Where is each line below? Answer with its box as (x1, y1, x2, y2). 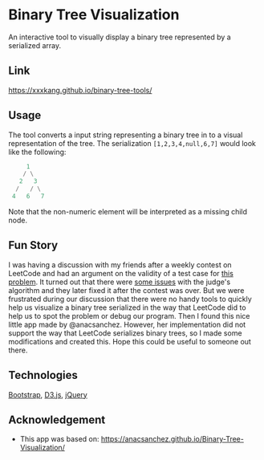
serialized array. (8, 40, 62, 50)
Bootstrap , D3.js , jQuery (8, 389, 88, 399)
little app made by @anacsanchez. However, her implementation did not (8, 320, 246, 329)
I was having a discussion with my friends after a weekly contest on (8, 259, 232, 270)
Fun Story (8, 238, 59, 252)
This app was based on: (19, 434, 100, 444)
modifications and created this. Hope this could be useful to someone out (8, 336, 251, 346)
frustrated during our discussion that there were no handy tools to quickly (8, 294, 253, 303)
